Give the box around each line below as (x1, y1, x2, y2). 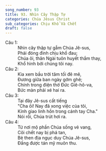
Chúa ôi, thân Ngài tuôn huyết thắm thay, (17, 55, 102, 61)
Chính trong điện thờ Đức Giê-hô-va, (17, 82, 93, 88)
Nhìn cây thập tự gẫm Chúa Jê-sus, (17, 45, 91, 51)
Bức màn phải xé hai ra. (17, 87, 66, 93)
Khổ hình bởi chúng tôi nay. (17, 61, 74, 67)
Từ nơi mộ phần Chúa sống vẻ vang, (17, 124, 92, 130)
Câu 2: (5, 66, 19, 72)
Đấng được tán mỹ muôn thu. (17, 140, 77, 146)
